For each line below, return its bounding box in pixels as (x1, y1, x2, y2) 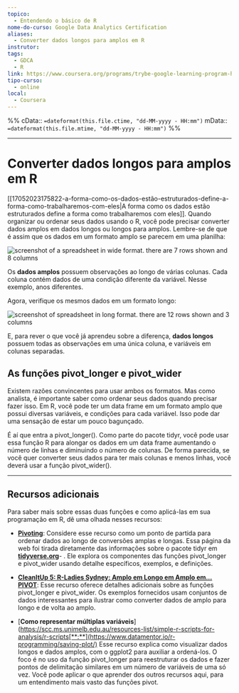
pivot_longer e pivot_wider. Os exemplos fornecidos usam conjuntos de (17, 588, 228, 597)
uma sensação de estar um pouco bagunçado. (7, 417, 144, 425)
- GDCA (14, 57, 33, 64)
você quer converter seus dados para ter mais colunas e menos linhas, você (7, 453, 231, 462)
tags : (7, 51, 23, 58)
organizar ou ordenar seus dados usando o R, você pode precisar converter (7, 217, 230, 226)
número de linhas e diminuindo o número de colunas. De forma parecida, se (7, 445, 230, 454)
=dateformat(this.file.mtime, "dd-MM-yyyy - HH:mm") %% (7, 124, 181, 132)
